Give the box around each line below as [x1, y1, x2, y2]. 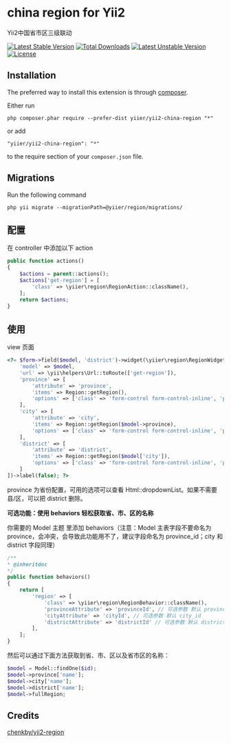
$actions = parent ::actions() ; [19, 270, 109, 277]
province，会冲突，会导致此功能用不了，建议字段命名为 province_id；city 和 [7, 532, 223, 540]
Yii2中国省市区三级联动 [7, 28, 72, 37]
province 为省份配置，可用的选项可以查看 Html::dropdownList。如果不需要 [7, 485, 218, 494]
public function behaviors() [7, 574, 91, 581]
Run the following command [7, 190, 87, 199]
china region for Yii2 [7, 5, 126, 21]
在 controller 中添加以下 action [7, 244, 93, 252]
